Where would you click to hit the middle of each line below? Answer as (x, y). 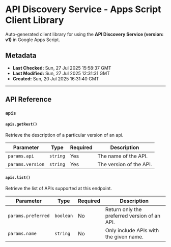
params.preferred (29, 216)
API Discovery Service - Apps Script (83, 9)
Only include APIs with (132, 231)
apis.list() (18, 177)
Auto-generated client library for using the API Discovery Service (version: (84, 34)
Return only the (123, 209)
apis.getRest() (21, 124)
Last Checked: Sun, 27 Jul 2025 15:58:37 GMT (62, 68)
